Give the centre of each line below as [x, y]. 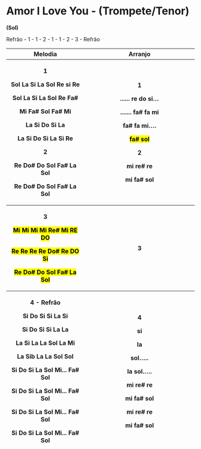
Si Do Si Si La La [45, 329]
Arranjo [139, 54]
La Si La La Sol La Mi [45, 343]
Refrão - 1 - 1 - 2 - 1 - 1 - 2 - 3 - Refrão [53, 39]
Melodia [45, 54]
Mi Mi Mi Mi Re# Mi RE [45, 230]
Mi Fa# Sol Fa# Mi [45, 111]
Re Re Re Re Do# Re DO [45, 251]
